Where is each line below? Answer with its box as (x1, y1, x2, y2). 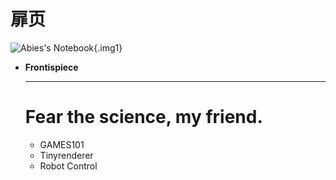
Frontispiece (24, 61, 79, 73)
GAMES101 (39, 138, 85, 150)
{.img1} (93, 41, 123, 54)
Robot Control (39, 160, 98, 172)
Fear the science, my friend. (24, 106, 263, 129)
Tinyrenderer (39, 149, 94, 161)
